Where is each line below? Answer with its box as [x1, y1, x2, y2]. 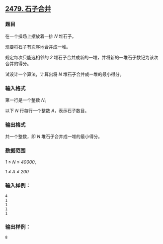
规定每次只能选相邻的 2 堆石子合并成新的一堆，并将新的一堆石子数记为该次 [5, 54, 159, 60]
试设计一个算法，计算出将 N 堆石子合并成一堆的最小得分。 [5, 71, 124, 77]
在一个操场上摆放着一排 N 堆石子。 [5, 33, 77, 39]
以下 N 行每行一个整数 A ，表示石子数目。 [5, 108, 89, 114]
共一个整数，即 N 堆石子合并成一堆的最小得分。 [5, 133, 103, 139]
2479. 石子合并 [5, 4, 51, 13]
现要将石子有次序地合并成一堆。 [5, 44, 71, 50]
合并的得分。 [5, 60, 31, 66]
